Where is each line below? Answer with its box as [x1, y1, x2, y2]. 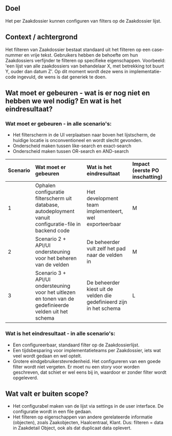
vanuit [35, 214, 50, 221]
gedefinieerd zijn [87, 299, 127, 306]
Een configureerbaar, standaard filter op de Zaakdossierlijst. [12, 342, 140, 348]
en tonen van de [35, 295, 74, 303]
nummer [5, 51, 23, 58]
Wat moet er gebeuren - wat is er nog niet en [5, 89, 150, 97]
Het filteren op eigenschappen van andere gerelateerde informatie [12, 414, 153, 420]
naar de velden [87, 252, 123, 259]
